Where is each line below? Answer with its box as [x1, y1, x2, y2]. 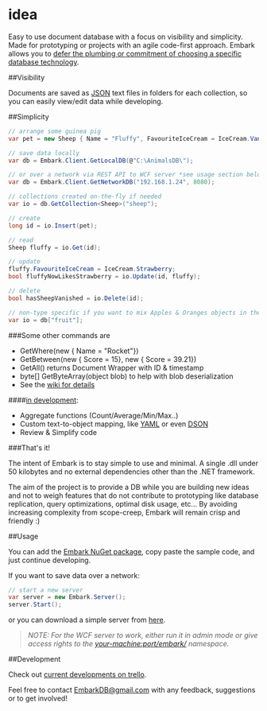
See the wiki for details [19, 379, 95, 389]
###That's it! [8, 443, 50, 453]
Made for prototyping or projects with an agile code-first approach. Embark [8, 40, 256, 49]
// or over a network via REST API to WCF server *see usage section [8, 171, 244, 179]
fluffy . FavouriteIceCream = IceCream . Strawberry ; [8, 265, 176, 274]
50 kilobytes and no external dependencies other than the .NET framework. [8, 467, 256, 476]
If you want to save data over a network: [8, 570, 141, 580]
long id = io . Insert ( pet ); [8, 221, 98, 230]
